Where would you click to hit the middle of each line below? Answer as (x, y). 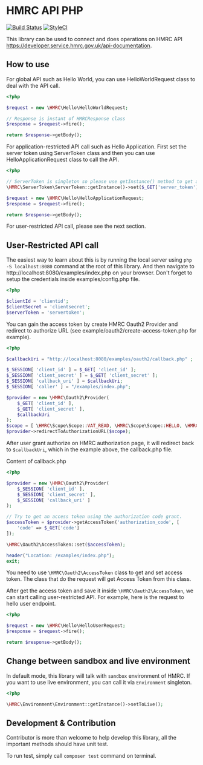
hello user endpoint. (31, 604)
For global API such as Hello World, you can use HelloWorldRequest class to (101, 79)
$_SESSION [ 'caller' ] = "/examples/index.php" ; (69, 387)
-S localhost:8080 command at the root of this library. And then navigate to (100, 267)
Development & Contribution (61, 723)
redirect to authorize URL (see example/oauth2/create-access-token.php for (101, 330)
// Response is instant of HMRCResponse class (66, 119)
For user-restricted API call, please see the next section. (76, 226)
